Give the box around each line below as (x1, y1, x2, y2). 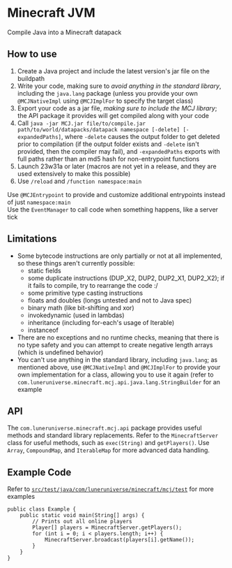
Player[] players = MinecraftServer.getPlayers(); (32, 524, 183, 532)
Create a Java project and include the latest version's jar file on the (17, 66, 210, 75)
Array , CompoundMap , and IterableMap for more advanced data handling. (7, 446, 210, 455)
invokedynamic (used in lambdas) (27, 311, 125, 319)
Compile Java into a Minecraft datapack (7, 28, 122, 36)
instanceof (27, 326, 59, 334)
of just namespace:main (7, 198, 71, 206)
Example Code (7, 466, 72, 478)
